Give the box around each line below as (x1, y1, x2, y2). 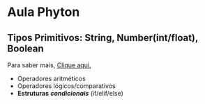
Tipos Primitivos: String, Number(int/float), (7, 32, 199, 44)
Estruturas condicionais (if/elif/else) (17, 89, 124, 97)
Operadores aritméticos (17, 74, 86, 83)
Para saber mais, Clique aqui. (7, 61, 92, 69)
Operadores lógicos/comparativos (17, 82, 116, 90)
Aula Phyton (7, 4, 80, 20)
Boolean (7, 42, 44, 54)
